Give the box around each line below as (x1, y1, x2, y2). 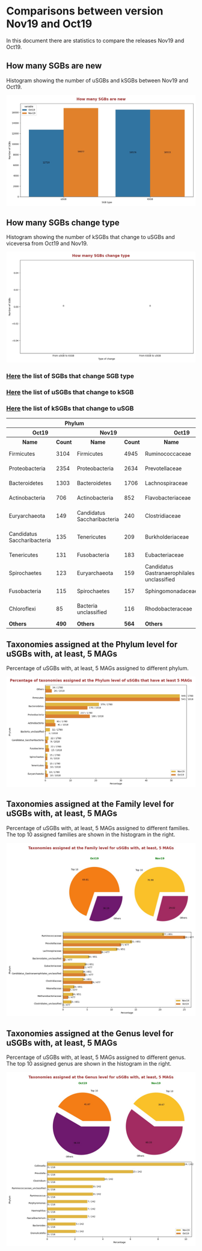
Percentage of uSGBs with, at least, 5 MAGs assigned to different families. (6, 824, 190, 831)
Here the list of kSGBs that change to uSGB (6, 404, 134, 412)
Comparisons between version (6, 4, 164, 18)
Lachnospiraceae (145, 480, 188, 487)
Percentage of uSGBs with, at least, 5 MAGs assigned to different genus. (6, 1054, 186, 1061)
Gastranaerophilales (145, 569, 195, 576)
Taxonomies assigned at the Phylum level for (6, 639, 178, 650)
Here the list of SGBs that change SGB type (6, 372, 134, 380)
